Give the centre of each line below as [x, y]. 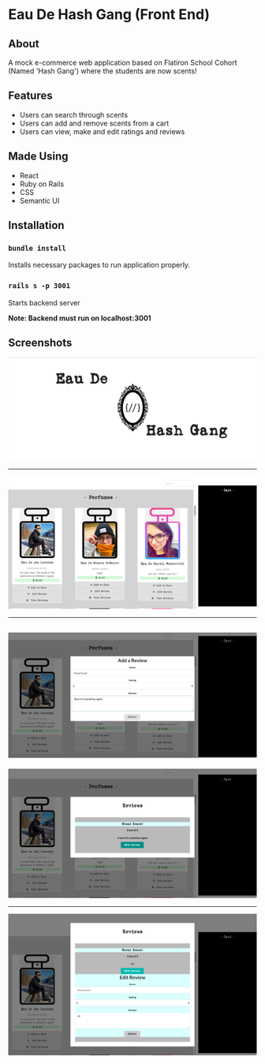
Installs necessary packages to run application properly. [99, 265]
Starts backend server [44, 302]
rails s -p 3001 [39, 286]
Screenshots [40, 343]
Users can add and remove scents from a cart [94, 123]
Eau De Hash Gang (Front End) [109, 15]
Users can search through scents [74, 114]
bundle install [37, 248]
